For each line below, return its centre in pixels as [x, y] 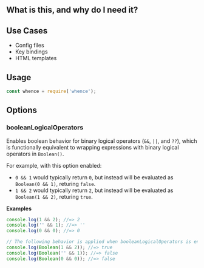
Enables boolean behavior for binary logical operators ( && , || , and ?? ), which [102, 141]
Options [22, 110]
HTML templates [36, 58]
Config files [29, 46]
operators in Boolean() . [35, 154]
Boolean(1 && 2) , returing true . [54, 196]
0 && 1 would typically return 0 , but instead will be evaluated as [94, 177]
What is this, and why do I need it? [72, 10]
